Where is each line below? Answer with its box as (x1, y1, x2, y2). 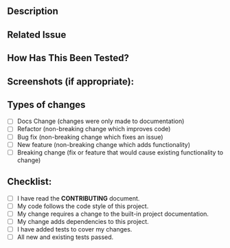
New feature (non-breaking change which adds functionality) (16, 140, 191, 148)
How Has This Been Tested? (7, 52, 129, 64)
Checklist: (7, 176, 52, 188)
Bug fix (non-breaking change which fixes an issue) (16, 133, 163, 141)
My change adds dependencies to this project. (16, 217, 149, 225)
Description (7, 5, 58, 17)
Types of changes (7, 99, 86, 111)
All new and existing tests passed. (16, 233, 114, 241)
